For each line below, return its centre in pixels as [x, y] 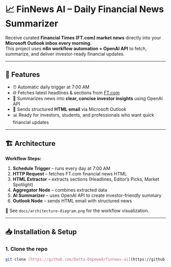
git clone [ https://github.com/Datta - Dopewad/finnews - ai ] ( [69, 259]
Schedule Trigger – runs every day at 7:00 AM [61, 168]
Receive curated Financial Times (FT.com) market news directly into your [83, 38]
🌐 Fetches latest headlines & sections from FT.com [66, 93]
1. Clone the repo [26, 249]
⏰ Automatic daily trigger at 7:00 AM [51, 87]
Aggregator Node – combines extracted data [60, 190]
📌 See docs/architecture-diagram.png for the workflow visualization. [77, 211]
